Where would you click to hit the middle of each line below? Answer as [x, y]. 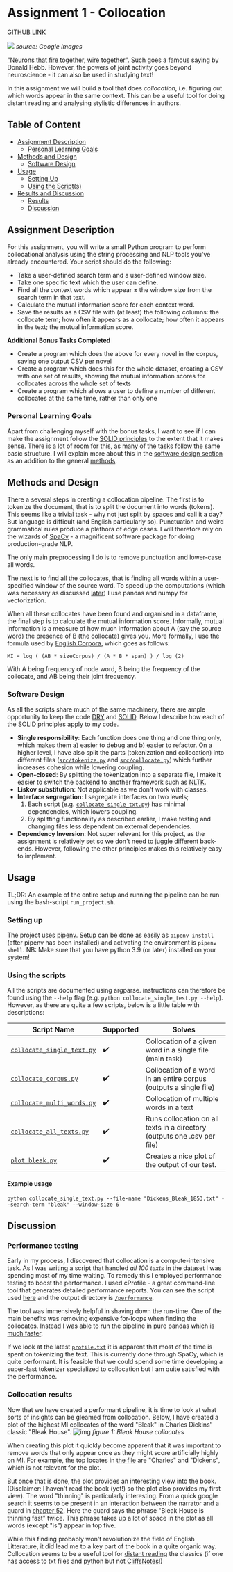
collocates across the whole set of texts [74, 383]
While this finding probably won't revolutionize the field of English [101, 1539]
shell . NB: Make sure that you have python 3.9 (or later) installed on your [112, 950]
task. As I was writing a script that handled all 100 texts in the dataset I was [114, 1268]
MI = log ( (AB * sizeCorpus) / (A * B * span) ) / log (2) [96, 656]
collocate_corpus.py [44, 1079]
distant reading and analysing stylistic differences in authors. [94, 103]
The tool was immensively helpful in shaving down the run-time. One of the [114, 1311]
